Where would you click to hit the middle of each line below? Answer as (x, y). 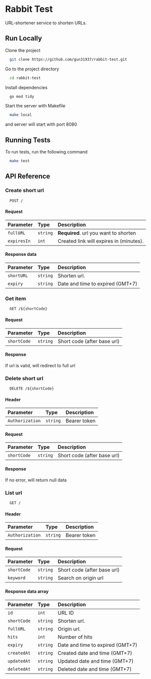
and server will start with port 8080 (41, 124)
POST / (16, 201)
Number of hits (75, 637)
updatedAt (19, 661)
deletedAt (19, 669)
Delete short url (24, 378)
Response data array (27, 591)
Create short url (25, 191)
